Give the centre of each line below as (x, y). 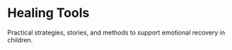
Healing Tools (48, 13)
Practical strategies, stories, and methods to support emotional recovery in (116, 32)
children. (20, 39)
